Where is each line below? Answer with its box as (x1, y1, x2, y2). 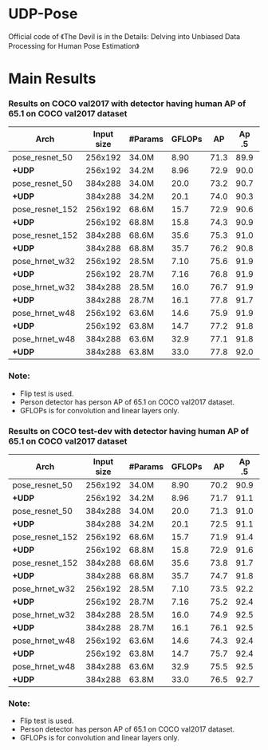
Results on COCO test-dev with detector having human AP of (8, 425, 250, 436)
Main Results (8, 69, 97, 88)
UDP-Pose (8, 5, 78, 23)
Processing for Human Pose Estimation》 (8, 41, 140, 50)
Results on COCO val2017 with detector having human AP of (8, 98, 246, 109)
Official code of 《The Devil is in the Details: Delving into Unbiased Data (8, 31, 241, 41)
